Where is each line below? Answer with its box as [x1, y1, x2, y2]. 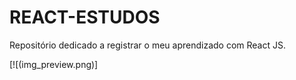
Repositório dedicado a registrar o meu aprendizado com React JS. [9, 39, 286, 51]
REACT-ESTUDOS [9, 6, 161, 29]
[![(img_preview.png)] [9, 58, 99, 70]
